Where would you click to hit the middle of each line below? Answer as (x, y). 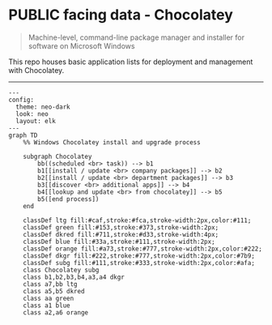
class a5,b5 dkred (54, 291)
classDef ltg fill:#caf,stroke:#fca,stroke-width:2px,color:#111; (137, 220)
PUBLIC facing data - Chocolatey (121, 15)
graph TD (23, 135)
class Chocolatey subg (61, 270)
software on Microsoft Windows (81, 45)
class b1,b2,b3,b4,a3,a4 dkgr (74, 277)
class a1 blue (47, 306)
